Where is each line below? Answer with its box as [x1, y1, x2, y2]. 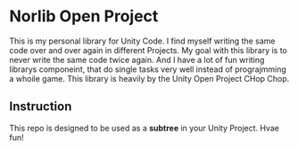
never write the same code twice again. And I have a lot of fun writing [9, 54, 265, 65]
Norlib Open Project [9, 6, 159, 27]
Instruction [9, 99, 72, 114]
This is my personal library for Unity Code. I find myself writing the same [9, 36, 276, 46]
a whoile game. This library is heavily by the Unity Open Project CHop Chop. [9, 73, 290, 83]
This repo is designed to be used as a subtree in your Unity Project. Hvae [9, 122, 279, 133]
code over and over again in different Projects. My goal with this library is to [9, 44, 288, 55]
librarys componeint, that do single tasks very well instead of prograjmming [9, 64, 287, 75]
